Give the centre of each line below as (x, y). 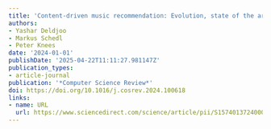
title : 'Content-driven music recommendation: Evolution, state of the (131, 16)
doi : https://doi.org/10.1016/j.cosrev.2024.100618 (97, 90)
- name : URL (28, 105)
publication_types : (41, 68)
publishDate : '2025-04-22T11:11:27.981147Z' (84, 61)
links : (19, 98)
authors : (23, 23)
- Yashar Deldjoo (38, 30)
